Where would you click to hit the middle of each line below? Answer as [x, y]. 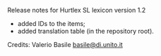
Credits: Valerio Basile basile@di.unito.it [65, 44]
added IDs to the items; [52, 23]
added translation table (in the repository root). [85, 31]
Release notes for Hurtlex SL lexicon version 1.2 [77, 10]
